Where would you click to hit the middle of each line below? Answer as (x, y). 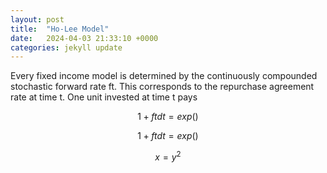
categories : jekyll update (66, 47)
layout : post (37, 19)
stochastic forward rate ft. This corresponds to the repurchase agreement (162, 87)
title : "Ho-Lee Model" (60, 29)
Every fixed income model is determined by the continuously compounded (164, 76)
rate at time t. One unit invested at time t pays (104, 97)
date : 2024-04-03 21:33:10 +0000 (84, 38)
